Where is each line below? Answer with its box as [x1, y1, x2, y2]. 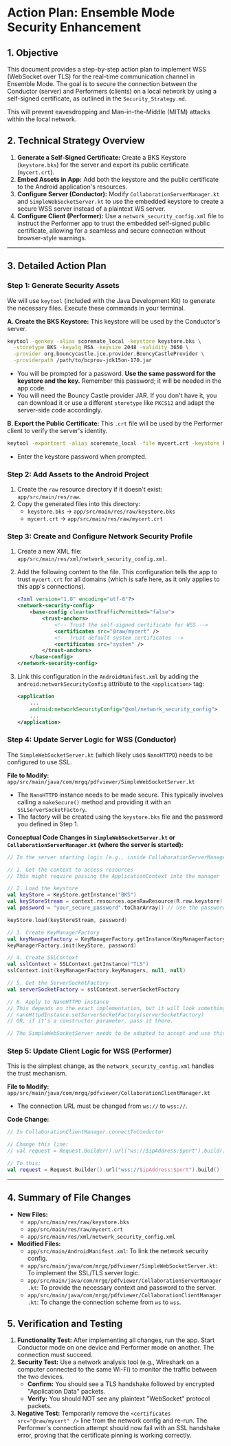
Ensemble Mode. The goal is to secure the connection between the [7, 80, 197, 87]
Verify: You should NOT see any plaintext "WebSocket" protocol [27, 1394, 210, 1403]
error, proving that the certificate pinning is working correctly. [16, 1431, 192, 1440]
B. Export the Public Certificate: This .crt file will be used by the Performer [7, 419, 223, 428]
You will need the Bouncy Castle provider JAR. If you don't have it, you [16, 391, 217, 399]
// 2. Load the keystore [7, 885, 78, 892]
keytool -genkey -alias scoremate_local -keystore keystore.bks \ [7, 337, 201, 345]
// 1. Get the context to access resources [7, 866, 134, 873]
